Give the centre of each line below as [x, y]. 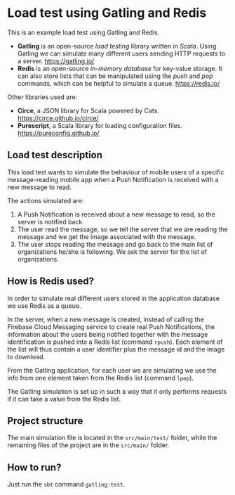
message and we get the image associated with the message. [107, 236]
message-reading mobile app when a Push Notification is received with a [113, 179]
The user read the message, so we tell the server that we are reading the [122, 229]
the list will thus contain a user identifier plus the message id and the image [116, 349]
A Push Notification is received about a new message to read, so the [116, 214]
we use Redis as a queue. [44, 306]
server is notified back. [51, 221]
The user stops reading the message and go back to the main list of [115, 244]
